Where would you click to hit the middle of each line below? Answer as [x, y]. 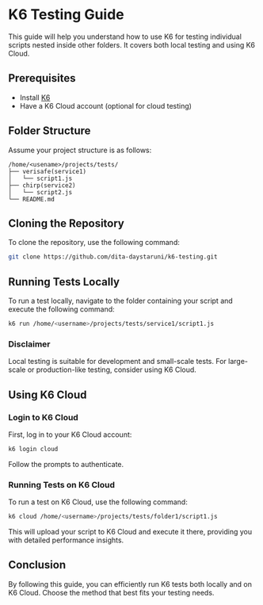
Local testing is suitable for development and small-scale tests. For [118, 362]
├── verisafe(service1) [48, 171]
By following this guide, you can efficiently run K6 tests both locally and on [130, 584]
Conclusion [37, 565]
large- [238, 362]
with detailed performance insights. [66, 540]
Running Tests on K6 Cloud [62, 484]
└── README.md [32, 199]
